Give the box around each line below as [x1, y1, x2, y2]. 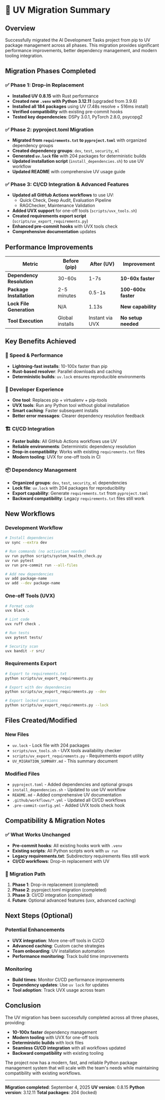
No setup [120, 314, 142, 321]
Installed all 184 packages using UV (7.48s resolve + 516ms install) [12, 103, 149, 109]
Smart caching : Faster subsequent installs [12, 408, 99, 414]
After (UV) [90, 261, 114, 268]
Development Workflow [5, 524, 63, 531]
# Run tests [5, 631, 29, 636]
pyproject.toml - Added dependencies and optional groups [12, 782, 133, 788]
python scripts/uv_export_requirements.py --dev [5, 689, 107, 694]
